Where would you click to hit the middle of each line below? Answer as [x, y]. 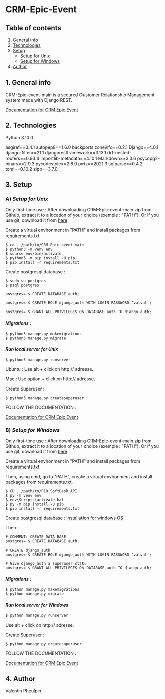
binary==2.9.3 [20, 163]
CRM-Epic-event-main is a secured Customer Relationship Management [80, 95]
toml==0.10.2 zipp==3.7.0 [31, 169]
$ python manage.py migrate [35, 594]
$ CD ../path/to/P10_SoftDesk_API [42, 491]
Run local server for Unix [32, 349]
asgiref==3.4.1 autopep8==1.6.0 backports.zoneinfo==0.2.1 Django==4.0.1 [82, 147]
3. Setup [19, 185]
